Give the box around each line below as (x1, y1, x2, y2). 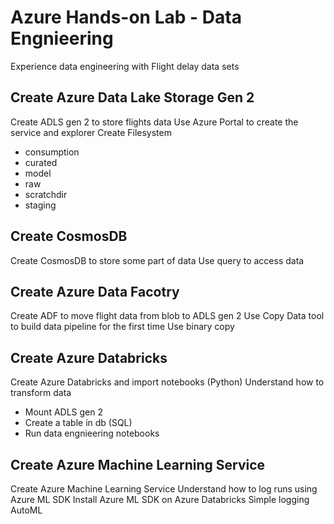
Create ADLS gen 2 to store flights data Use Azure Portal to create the (10, 116, 299, 128)
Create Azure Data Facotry (10, 283, 180, 300)
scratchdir (24, 188, 68, 200)
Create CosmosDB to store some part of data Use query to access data (10, 254, 305, 266)
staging (24, 199, 57, 211)
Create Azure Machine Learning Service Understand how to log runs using (10, 483, 318, 495)
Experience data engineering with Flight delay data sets (10, 60, 240, 72)
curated (24, 156, 58, 168)
